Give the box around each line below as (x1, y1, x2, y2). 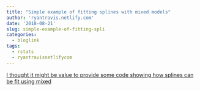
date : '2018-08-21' (6, 20, 56, 26)
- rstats (12, 49, 34, 55)
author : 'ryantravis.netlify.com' (6, 15, 95, 21)
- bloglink (12, 37, 40, 43)
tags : (6, 43, 20, 49)
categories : (6, 32, 37, 38)
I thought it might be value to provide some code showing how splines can (6, 71, 194, 78)
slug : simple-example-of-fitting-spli (6, 26, 105, 32)
